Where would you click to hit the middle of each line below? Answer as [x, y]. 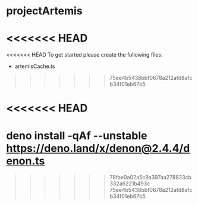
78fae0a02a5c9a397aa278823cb [151, 178]
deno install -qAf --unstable [77, 136]
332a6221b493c [130, 184]
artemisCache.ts [35, 66]
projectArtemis [44, 11]
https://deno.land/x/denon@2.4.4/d [98, 148]
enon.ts [26, 161]
